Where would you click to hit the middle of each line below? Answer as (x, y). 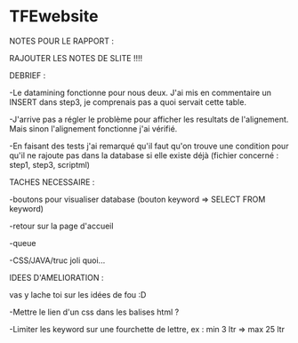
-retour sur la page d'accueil (61, 226)
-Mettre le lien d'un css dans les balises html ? (94, 312)
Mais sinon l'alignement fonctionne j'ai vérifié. (93, 128)
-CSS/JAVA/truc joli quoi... (57, 260)
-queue (23, 243)
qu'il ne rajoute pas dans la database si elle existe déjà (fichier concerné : (144, 155)
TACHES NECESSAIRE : (52, 182)
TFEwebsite (54, 16)
